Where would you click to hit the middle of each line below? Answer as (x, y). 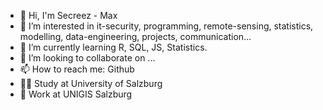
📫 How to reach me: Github (77, 69)
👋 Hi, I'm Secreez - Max (68, 15)
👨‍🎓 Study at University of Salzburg (91, 83)
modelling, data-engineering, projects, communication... (135, 36)
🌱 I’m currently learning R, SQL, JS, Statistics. (113, 47)
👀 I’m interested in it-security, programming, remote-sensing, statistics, (166, 26)
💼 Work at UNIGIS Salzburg (76, 94)
